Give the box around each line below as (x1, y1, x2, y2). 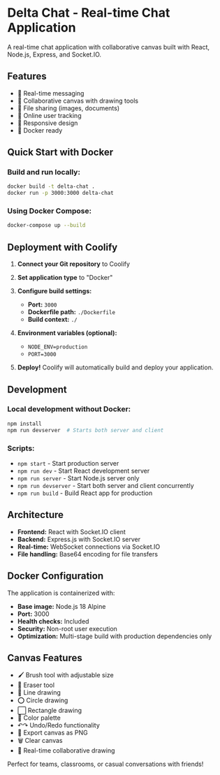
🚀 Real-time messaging (17, 89, 85, 97)
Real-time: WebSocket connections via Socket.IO (17, 542, 161, 551)
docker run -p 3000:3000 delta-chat (7, 190, 114, 197)
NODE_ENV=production (27, 344, 88, 350)
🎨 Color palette (17, 714, 61, 722)
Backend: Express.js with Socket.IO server (17, 535, 141, 543)
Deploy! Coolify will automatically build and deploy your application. (17, 363, 214, 371)
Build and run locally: (7, 168, 80, 177)
